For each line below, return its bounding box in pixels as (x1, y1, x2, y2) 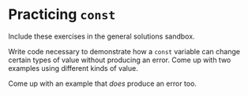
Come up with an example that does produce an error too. (8, 79, 197, 88)
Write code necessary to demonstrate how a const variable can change (8, 46, 241, 56)
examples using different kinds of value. (8, 63, 138, 72)
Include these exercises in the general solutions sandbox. (8, 31, 195, 41)
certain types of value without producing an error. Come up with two (8, 55, 231, 65)
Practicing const (8, 6, 116, 24)
